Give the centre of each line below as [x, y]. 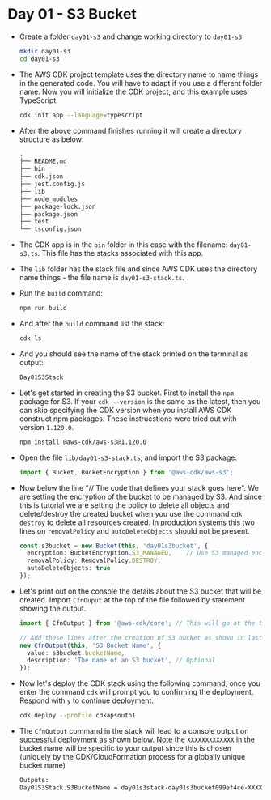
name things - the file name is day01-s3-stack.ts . [102, 278]
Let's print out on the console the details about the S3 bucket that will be [140, 591]
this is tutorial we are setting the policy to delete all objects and [124, 505]
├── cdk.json [41, 177]
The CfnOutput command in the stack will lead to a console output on [134, 731]
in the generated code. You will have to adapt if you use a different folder [141, 83]
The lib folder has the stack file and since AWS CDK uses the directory [138, 269]
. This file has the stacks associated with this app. [121, 253]
